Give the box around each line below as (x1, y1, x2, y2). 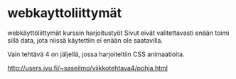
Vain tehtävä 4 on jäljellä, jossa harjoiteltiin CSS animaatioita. (7, 50, 185, 58)
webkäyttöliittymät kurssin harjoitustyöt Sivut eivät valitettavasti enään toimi (7, 28, 230, 37)
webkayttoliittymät (7, 5, 122, 21)
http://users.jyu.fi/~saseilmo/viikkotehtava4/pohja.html (7, 63, 168, 72)
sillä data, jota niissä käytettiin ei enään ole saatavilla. (7, 36, 163, 44)
